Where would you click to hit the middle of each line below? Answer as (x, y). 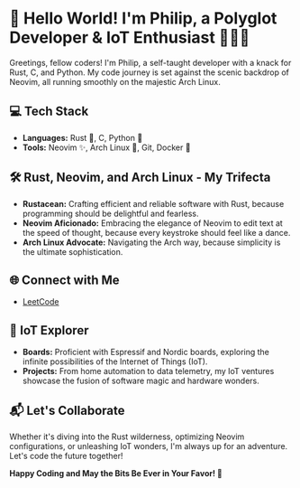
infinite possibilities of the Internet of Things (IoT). (115, 361)
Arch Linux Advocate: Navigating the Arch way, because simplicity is (151, 242)
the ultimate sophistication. (73, 251)
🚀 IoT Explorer (49, 330)
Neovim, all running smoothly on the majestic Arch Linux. (115, 81)
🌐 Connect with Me (64, 280)
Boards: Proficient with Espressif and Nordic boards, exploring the (146, 352)
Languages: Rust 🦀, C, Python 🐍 (82, 137)
